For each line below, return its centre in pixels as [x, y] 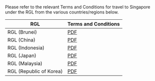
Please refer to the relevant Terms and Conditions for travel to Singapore [78, 7]
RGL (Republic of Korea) [35, 71]
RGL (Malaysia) [25, 63]
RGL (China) [21, 40]
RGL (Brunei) [22, 32]
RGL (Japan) [22, 56]
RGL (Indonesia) [26, 48]
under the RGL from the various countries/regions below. [62, 12]
